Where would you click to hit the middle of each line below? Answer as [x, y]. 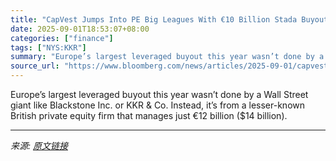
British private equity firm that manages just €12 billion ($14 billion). [149, 115]
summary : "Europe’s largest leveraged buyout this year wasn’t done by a [167, 57]
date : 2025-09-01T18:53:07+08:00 [80, 29]
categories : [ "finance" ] [62, 38]
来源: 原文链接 [39, 145]
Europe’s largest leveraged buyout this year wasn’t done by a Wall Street [159, 94]
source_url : [35, 66]
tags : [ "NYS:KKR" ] [48, 47]
